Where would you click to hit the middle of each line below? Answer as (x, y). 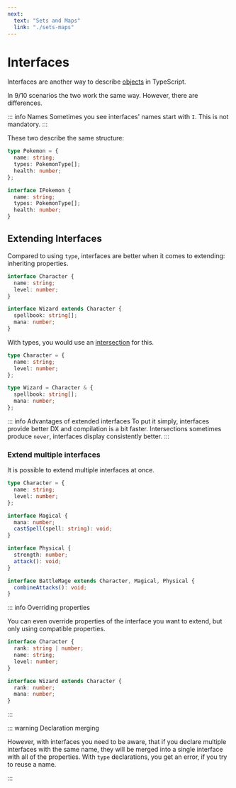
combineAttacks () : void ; (50, 587)
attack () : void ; (38, 561)
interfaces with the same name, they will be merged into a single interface (115, 750)
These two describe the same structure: (66, 138)
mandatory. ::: (28, 124)
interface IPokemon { (39, 190)
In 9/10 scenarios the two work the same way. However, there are (103, 96)
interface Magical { (38, 516)
